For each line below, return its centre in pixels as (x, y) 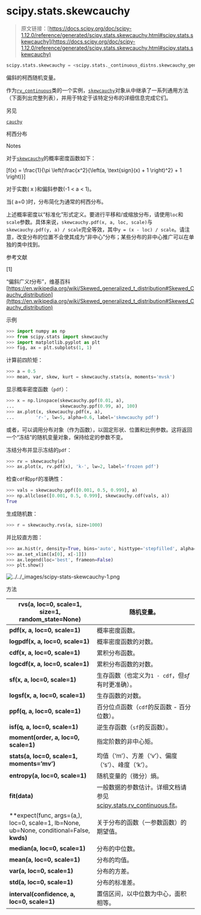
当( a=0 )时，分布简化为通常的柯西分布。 (57, 202)
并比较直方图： (25, 537)
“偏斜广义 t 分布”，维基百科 (38, 281)
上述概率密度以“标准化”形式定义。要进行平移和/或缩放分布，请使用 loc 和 (95, 214)
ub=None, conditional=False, (50, 830)
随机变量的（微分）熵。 (130, 776)
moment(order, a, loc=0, (44, 737)
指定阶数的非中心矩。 (127, 742)
